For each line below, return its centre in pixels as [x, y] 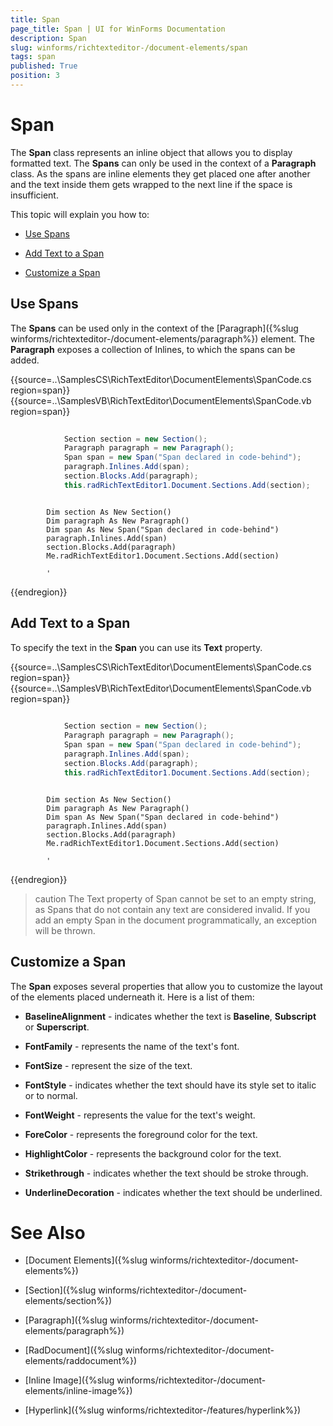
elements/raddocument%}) [81, 1361]
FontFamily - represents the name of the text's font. [132, 1046]
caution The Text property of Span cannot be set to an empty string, [175, 898]
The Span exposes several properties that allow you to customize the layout [166, 986]
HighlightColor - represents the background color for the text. [153, 1153]
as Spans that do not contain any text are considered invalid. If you [172, 909]
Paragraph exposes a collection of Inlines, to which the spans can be [153, 349]
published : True [44, 66]
